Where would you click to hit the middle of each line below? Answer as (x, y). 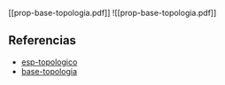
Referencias (43, 40)
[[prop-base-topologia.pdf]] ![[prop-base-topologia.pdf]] (112, 13)
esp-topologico (49, 62)
